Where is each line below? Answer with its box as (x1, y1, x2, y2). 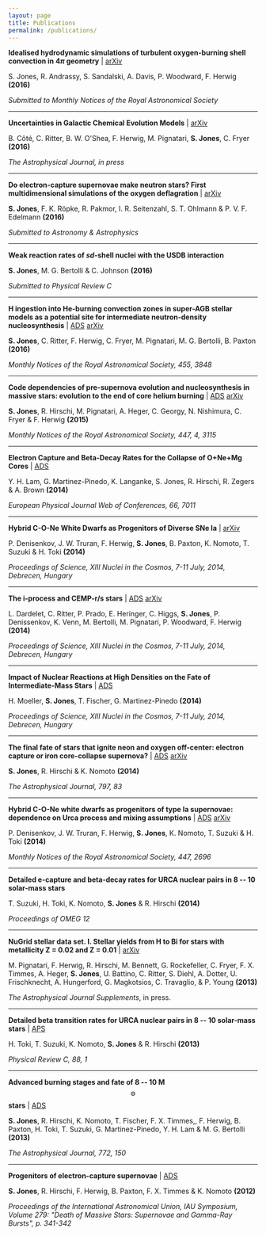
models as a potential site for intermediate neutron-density (8, 312, 207, 322)
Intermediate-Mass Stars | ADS (8, 681, 113, 690)
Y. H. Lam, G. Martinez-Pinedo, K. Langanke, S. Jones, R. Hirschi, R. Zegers (8, 477, 255, 486)
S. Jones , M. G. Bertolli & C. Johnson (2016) (8, 266, 153, 276)
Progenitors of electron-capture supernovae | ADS (8, 1171, 178, 1181)
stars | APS (8, 1024, 46, 1034)
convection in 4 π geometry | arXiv (8, 56, 123, 66)
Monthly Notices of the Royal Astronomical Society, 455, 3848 (8, 360, 212, 369)
